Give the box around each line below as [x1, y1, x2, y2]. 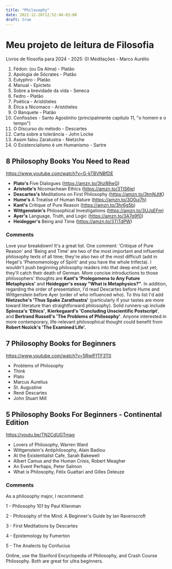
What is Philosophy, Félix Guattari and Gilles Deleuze [13, 469, 125, 475]
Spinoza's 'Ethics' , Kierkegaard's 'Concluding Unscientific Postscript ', [6, 308, 160, 314]
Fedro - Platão [13, 93, 44, 99]
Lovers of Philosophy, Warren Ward [13, 442, 89, 448]
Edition [6, 418, 29, 427]
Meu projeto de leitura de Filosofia [6, 39, 154, 51]
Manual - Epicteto [13, 82, 51, 89]
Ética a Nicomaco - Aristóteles [13, 104, 78, 110]
